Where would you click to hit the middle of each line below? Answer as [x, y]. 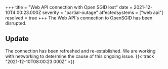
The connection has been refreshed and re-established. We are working [80, 51]
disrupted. [16, 23]
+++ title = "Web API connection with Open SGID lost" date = [69, 7]
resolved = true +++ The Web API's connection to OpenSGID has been [79, 18]
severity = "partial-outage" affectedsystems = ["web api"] [103, 12]
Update [17, 39]
